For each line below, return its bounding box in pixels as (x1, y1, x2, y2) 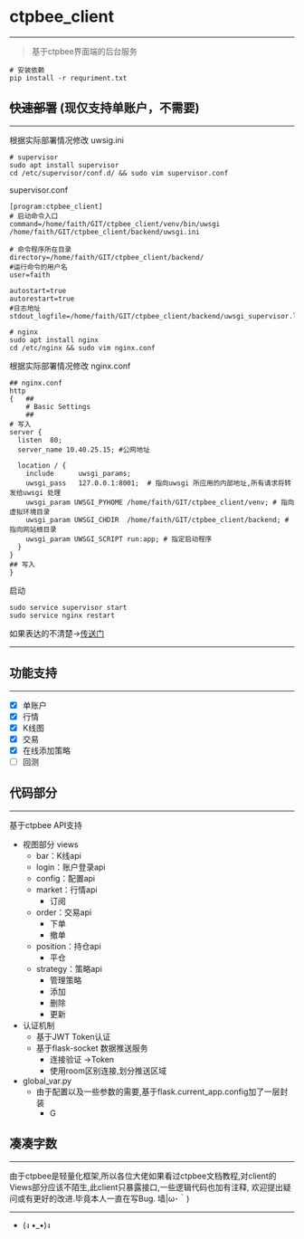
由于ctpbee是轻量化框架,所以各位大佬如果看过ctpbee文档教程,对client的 (9, 1170, 277, 1181)
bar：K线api (35, 850, 81, 861)
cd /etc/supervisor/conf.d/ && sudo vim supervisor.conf (9, 168, 229, 177)
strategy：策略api (35, 963, 102, 974)
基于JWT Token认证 (35, 1031, 111, 1042)
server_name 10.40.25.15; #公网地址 (17, 445, 151, 454)
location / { (17, 461, 67, 470)
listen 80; (17, 435, 63, 444)
